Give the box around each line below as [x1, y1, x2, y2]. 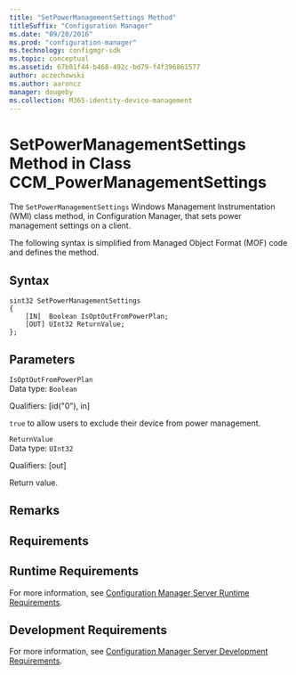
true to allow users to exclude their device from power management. [9, 418, 261, 428]
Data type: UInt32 [9, 443, 74, 453]
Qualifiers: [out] [9, 459, 67, 470]
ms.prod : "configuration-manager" [9, 37, 138, 47]
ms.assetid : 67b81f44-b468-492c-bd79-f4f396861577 [9, 63, 201, 72]
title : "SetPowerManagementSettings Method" [9, 12, 177, 22]
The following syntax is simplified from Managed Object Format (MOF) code [9, 238, 288, 248]
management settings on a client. [9, 220, 132, 232]
